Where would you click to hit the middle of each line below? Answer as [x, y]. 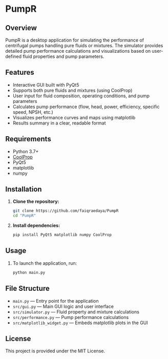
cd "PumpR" [24, 216]
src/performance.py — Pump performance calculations [71, 317]
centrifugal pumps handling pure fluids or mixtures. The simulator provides [84, 46]
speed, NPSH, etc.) [33, 112]
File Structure [27, 289]
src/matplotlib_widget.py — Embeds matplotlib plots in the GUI [80, 323]
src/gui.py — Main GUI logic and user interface [63, 306]
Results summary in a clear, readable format [59, 123]
